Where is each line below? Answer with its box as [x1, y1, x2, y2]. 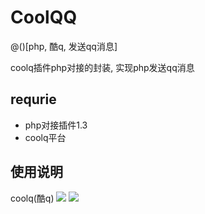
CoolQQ [10, 6, 78, 29]
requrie [10, 91, 57, 108]
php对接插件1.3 [24, 119, 88, 131]
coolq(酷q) [10, 192, 55, 204]
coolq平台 [24, 131, 67, 143]
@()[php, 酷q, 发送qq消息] [10, 40, 118, 52]
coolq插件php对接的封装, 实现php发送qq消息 [10, 61, 195, 73]
